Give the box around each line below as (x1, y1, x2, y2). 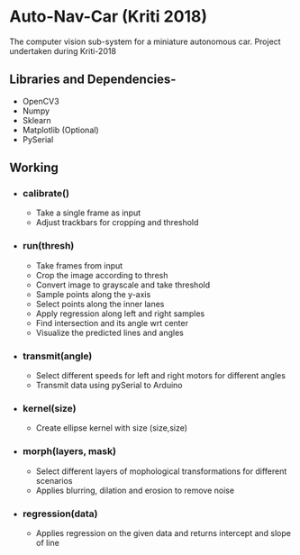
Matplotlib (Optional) (22, 124, 99, 135)
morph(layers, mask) (22, 445, 117, 458)
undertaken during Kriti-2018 (9, 45, 117, 56)
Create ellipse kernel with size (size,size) (35, 423, 187, 433)
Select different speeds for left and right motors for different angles (35, 370, 286, 381)
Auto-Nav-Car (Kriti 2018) (9, 6, 208, 27)
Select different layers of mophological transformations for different (35, 466, 287, 477)
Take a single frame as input (35, 207, 141, 218)
